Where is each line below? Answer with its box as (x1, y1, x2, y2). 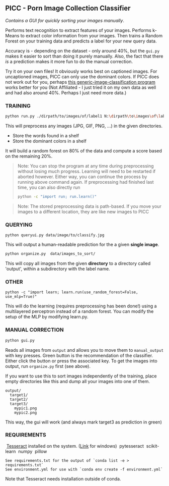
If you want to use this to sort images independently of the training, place (5, 373, 157, 379)
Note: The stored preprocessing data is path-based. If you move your (17, 203, 162, 209)
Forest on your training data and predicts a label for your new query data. (5, 38, 157, 44)
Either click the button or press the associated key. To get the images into (5, 358, 157, 364)
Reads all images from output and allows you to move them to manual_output (5, 347, 164, 353)
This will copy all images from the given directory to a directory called (5, 260, 151, 266)
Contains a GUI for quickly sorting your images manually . (5, 17, 125, 23)
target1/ (10, 392, 28, 398)
